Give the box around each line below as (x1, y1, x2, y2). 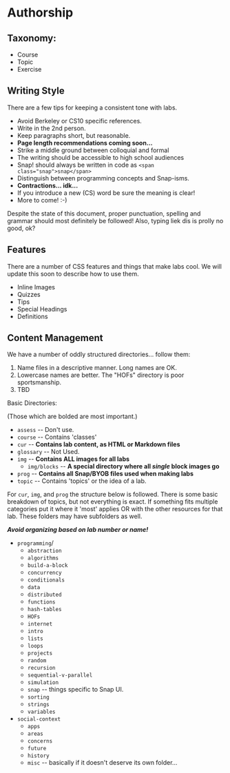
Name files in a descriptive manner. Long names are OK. (17, 364, 177, 372)
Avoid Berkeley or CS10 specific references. (17, 116, 143, 125)
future (27, 745, 47, 752)
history (27, 752, 50, 759)
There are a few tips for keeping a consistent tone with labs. (7, 103, 178, 112)
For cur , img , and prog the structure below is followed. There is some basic (7, 491, 218, 499)
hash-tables (27, 606, 62, 613)
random (27, 657, 47, 664)
